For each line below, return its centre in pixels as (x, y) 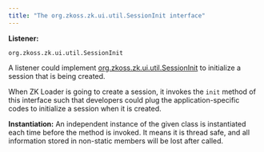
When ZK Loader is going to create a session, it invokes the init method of (132, 92)
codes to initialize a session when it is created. (85, 108)
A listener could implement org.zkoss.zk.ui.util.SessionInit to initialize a (125, 68)
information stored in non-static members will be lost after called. (116, 141)
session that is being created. (57, 76)
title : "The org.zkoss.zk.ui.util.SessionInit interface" (107, 16)
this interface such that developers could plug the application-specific (124, 99)
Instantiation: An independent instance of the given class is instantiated (127, 123)
